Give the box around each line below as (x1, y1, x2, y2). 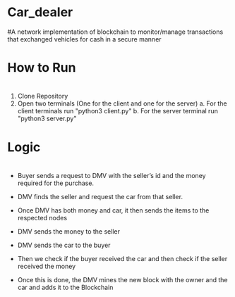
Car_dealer (7, 4, 73, 20)
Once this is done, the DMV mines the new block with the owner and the (17, 275, 228, 284)
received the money (17, 262, 76, 270)
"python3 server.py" (17, 114, 77, 123)
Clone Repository (17, 92, 68, 101)
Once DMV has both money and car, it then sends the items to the (17, 206, 210, 215)
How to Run (7, 60, 76, 76)
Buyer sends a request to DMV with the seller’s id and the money (17, 171, 206, 179)
